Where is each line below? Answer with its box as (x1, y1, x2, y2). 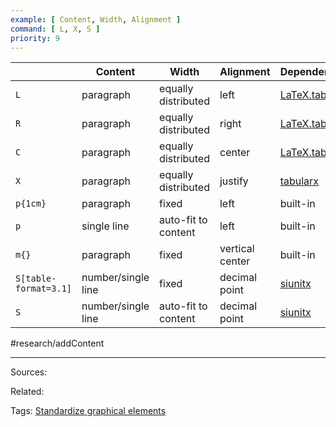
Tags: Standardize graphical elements (10, 405, 167, 417)
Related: (10, 386, 45, 398)
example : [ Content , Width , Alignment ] (10, 14, 182, 25)
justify (219, 174, 249, 188)
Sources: (10, 366, 48, 378)
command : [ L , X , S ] (10, 24, 101, 34)
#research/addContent (10, 337, 105, 350)
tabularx (279, 174, 320, 188)
